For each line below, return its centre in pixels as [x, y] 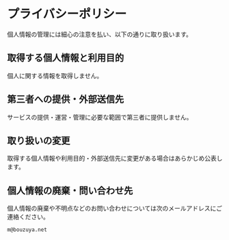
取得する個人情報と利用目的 [66, 58]
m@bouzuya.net [27, 230]
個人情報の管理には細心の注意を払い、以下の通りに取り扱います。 [100, 34]
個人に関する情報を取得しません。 [55, 75]
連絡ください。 [28, 217]
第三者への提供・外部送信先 [66, 99]
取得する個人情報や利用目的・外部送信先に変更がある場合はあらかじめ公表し [115, 159]
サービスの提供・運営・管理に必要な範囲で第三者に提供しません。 [100, 117]
